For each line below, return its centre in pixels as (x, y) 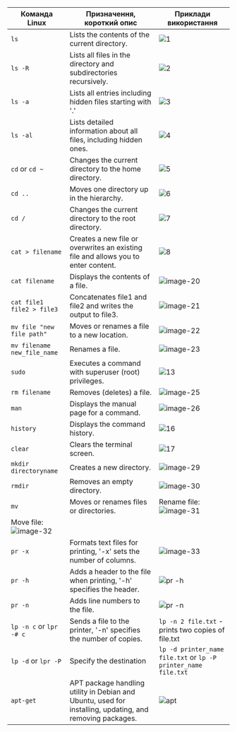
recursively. (89, 82)
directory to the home (105, 169)
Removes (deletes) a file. (111, 392)
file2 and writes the (102, 306)
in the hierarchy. (96, 198)
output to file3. (94, 315)
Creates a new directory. (110, 467)
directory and (92, 64)
